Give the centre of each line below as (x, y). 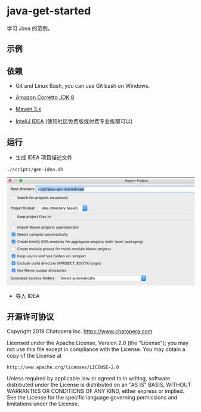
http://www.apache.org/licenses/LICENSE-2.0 (63, 368)
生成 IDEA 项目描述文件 (44, 157)
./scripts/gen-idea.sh (35, 169)
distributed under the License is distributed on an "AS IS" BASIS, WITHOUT (99, 385)
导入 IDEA (27, 296)
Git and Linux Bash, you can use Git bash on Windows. (83, 86)
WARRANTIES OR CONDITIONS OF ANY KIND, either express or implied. (95, 391)
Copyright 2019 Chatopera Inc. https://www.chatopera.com (80, 331)
